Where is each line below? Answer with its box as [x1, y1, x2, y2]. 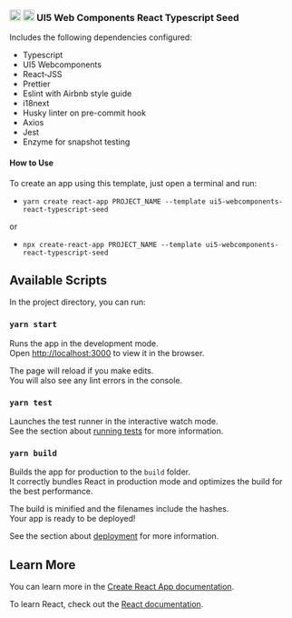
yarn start [9, 319, 57, 330]
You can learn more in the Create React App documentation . [9, 582, 235, 593]
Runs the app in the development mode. [9, 337, 159, 349]
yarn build [9, 448, 57, 458]
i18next [22, 98, 50, 109]
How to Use [9, 157, 54, 168]
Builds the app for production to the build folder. [9, 466, 191, 477]
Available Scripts [9, 273, 107, 288]
